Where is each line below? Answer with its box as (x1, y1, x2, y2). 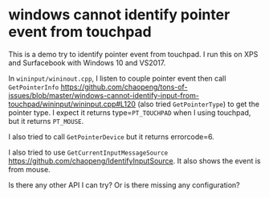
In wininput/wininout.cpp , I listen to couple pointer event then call (8, 73, 226, 83)
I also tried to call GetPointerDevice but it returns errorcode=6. (8, 131, 214, 142)
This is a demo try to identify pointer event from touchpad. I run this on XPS (8, 49, 259, 59)
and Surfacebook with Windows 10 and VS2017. (8, 58, 166, 68)
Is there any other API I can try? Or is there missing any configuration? (8, 179, 241, 190)
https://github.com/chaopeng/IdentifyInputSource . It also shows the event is (8, 155, 261, 166)
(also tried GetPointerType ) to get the (137, 99, 259, 109)
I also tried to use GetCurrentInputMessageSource (8, 147, 169, 157)
